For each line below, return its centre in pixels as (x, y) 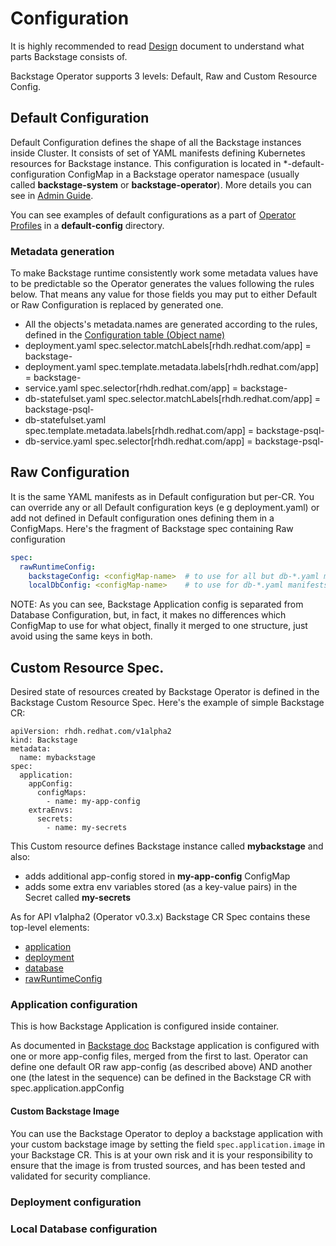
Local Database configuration (84, 1229)
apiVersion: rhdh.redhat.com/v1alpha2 (91, 732)
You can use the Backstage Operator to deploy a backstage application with (166, 1133)
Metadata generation (62, 251)
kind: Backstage (44, 740)
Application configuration (74, 1005)
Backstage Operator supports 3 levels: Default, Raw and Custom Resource (164, 76)
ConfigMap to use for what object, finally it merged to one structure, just (159, 626)
